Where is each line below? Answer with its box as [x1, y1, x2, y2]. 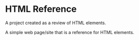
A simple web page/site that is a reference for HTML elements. [5, 29, 134, 35]
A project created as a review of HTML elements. [5, 20, 106, 26]
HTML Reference [5, 3, 77, 15]
